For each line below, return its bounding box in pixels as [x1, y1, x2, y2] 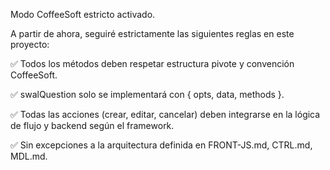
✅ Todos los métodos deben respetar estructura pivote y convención [10, 58, 295, 69]
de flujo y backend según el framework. [10, 120, 175, 131]
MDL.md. [10, 150, 48, 162]
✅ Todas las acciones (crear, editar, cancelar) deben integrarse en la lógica [10, 109, 321, 120]
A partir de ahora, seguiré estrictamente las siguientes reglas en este [10, 28, 295, 39]
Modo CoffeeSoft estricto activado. [10, 9, 156, 20]
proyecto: [10, 39, 50, 50]
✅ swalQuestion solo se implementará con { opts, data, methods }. [10, 89, 285, 100]
